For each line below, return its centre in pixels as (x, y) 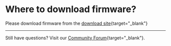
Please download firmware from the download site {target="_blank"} (77, 23)
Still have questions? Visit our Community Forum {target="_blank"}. (75, 38)
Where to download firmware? (71, 9)
